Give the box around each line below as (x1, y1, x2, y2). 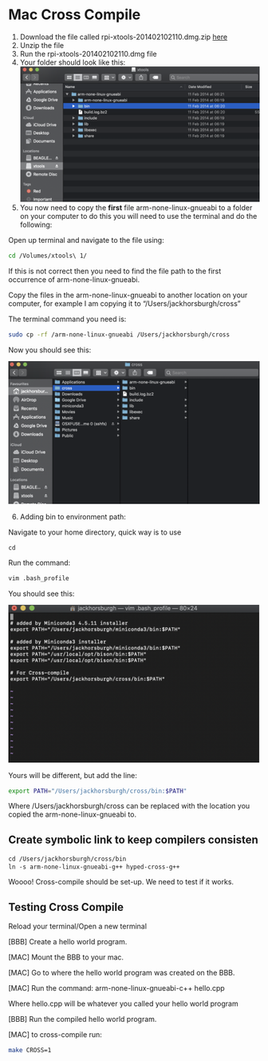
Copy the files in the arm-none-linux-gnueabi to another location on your (8, 290, 248, 300)
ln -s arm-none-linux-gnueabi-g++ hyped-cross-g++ (8, 863, 180, 872)
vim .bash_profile (8, 574, 69, 582)
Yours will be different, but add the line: (8, 770, 138, 780)
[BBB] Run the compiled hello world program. (8, 1015, 157, 1024)
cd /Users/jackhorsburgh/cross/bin (8, 855, 127, 864)
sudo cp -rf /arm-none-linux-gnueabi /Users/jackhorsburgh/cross (8, 330, 230, 339)
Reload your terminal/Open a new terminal (8, 921, 148, 932)
